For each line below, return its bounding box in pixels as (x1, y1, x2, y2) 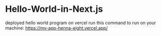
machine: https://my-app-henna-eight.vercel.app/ (5, 25, 108, 31)
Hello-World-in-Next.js (5, 3, 103, 15)
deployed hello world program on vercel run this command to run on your (5, 20, 156, 26)
